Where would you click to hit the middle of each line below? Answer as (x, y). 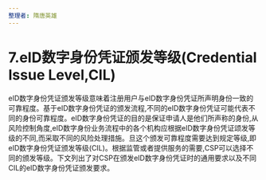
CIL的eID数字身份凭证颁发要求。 (61, 167)
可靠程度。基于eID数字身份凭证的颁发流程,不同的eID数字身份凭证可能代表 (129, 108)
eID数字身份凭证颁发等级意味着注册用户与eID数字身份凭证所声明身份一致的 (131, 98)
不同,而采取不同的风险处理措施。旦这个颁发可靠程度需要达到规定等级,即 (139, 138)
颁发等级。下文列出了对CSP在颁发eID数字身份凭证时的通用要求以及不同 (139, 158)
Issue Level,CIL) (62, 74)
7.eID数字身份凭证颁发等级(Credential (133, 57)
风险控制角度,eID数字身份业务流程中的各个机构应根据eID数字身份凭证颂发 (129, 127)
